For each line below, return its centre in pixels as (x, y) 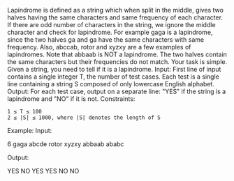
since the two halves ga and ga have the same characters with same (106, 40)
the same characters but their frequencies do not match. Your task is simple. (117, 62)
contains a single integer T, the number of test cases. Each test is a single (114, 77)
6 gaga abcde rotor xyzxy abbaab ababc (66, 144)
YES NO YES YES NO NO (43, 171)
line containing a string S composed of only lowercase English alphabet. (111, 84)
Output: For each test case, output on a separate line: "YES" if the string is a (117, 91)
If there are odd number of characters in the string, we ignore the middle (111, 25)
